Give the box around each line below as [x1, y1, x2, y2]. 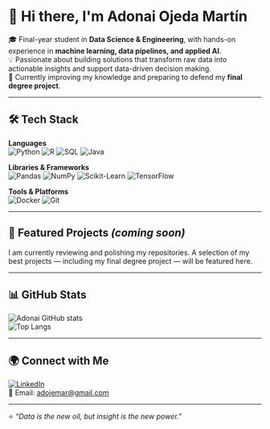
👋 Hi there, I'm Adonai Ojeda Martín [8, 7, 247, 26]
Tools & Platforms [8, 186, 69, 196]
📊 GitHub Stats [8, 288, 87, 302]
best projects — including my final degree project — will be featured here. [8, 256, 253, 265]
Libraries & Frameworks [8, 162, 90, 172]
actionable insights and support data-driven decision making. [8, 64, 211, 73]
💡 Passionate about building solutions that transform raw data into [8, 54, 227, 64]
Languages [8, 138, 47, 148]
